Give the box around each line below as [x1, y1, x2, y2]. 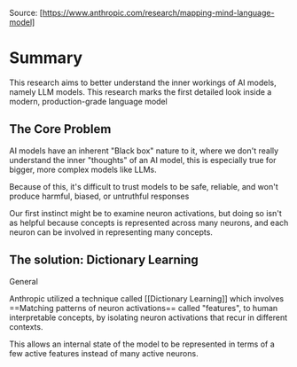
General [9, 276, 38, 286]
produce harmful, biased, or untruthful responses [9, 191, 190, 201]
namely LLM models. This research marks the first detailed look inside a [9, 86, 272, 97]
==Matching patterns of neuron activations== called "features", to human [9, 302, 278, 313]
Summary [9, 48, 82, 68]
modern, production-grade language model [9, 96, 168, 106]
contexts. [9, 321, 43, 332]
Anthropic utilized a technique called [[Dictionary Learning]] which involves [9, 293, 285, 304]
